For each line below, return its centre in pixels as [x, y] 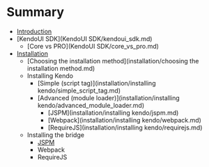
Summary [35, 12]
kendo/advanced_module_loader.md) [91, 105]
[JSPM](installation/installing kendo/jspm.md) [113, 113]
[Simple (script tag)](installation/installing [96, 83]
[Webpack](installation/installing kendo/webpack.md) [124, 120]
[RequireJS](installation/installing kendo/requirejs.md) [125, 127]
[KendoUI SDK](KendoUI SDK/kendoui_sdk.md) [84, 38]
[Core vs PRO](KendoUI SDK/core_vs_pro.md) [93, 46]
